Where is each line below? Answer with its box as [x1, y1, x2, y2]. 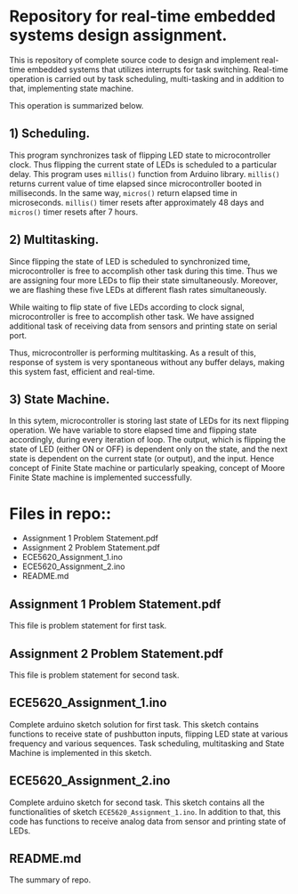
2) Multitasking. [9, 232, 100, 248]
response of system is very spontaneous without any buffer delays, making [9, 356, 285, 367]
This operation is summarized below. [9, 100, 144, 110]
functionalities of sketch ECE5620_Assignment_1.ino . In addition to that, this [9, 806, 281, 817]
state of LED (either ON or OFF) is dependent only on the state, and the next [9, 443, 288, 455]
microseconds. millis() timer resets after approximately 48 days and [9, 197, 264, 207]
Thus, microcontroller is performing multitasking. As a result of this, [9, 347, 256, 358]
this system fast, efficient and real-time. [9, 366, 156, 377]
